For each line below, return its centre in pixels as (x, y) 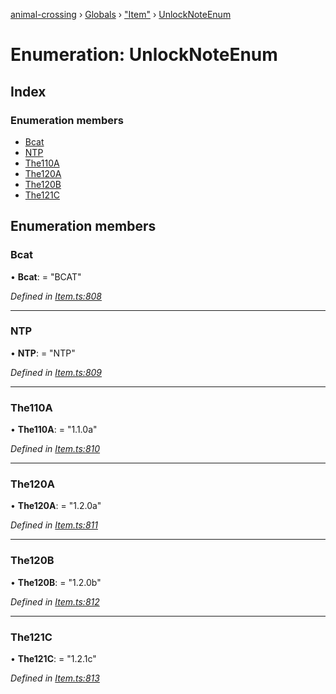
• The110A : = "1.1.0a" (54, 430)
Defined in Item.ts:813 (55, 678)
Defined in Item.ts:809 (56, 372)
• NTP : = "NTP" (43, 353)
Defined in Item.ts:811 (54, 525)
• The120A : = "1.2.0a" (56, 506)
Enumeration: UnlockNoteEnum (144, 55)
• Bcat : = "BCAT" (46, 276)
